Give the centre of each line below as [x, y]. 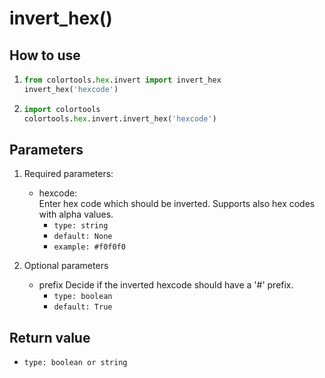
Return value [50, 337]
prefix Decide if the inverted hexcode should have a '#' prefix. [166, 285]
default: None [83, 237]
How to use [45, 55]
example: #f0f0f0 [89, 247]
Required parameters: [68, 174]
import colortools [62, 109]
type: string [81, 226]
